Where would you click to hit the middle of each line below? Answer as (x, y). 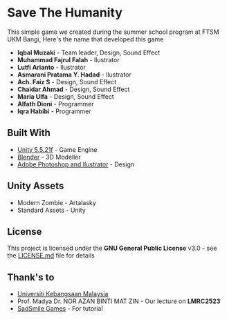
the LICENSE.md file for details (51, 255)
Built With (29, 133)
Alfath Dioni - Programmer (56, 104)
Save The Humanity (65, 13)
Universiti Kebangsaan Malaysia (63, 294)
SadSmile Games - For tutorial (60, 309)
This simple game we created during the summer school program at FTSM (113, 32)
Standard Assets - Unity (52, 210)
